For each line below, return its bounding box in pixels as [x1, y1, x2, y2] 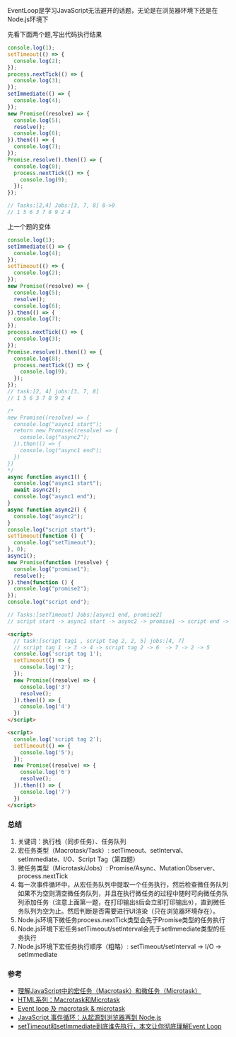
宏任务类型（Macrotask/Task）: [17, 846, 110, 854]
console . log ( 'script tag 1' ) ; [13, 651, 102, 658]
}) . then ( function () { [7, 578, 74, 586]
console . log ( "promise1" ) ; [13, 566, 90, 573]
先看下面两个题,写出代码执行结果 [7, 30, 102, 38]
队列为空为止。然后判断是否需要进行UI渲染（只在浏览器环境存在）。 [23, 907, 219, 915]
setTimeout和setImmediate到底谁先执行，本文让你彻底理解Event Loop [17, 1022, 222, 1031]
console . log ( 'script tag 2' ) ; [13, 736, 102, 743]
